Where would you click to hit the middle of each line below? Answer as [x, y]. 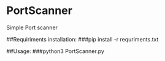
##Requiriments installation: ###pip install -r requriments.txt [82, 39]
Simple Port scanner [32, 27]
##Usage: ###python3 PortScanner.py [55, 51]
